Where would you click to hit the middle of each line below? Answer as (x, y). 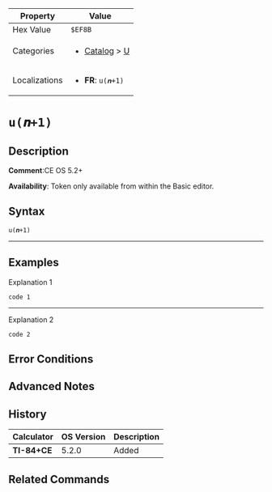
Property (37, 16)
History (28, 414)
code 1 (19, 297)
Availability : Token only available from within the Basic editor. (111, 186)
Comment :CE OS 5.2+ (46, 170)
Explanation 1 (30, 282)
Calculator (33, 437)
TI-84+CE (32, 451)
